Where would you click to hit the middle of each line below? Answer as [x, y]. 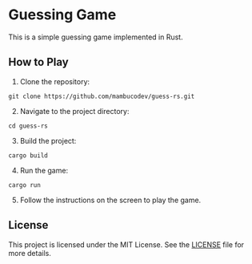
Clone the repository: [55, 81]
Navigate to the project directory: [74, 111]
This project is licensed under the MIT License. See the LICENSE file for [126, 244]
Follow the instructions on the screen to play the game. [110, 200]
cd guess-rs [28, 126]
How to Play [39, 62]
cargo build [28, 155]
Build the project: [48, 140]
